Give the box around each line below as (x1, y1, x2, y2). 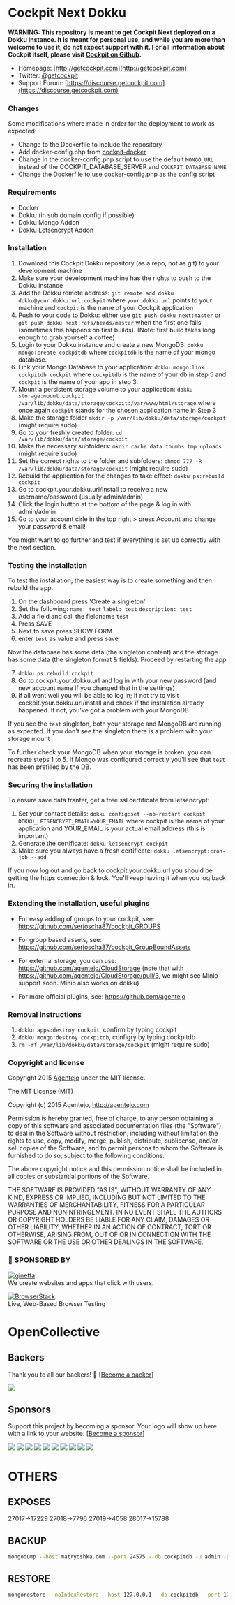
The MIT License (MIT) (8, 1087, 74, 1096)
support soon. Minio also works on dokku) (17, 979, 139, 987)
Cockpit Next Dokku (8, 5, 127, 21)
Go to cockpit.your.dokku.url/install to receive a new (17, 485, 168, 493)
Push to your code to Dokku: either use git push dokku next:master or (17, 311, 222, 319)
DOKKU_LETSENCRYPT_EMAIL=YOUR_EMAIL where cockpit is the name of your (17, 817, 225, 826)
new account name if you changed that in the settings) (17, 684, 175, 692)
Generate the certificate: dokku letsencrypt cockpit (17, 840, 169, 848)
